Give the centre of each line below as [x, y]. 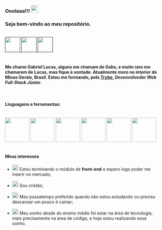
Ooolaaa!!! [18, 11]
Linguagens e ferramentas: [33, 104]
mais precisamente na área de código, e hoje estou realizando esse [79, 218]
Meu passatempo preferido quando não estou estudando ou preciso [87, 197]
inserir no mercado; [32, 174]
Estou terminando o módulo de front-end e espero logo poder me [85, 169]
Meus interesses [22, 156]
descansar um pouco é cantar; [43, 202]
